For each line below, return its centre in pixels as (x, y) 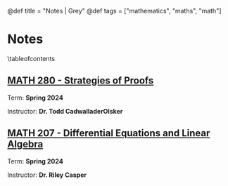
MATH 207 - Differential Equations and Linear (109, 133)
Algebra (25, 144)
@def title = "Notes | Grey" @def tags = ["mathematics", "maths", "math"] (114, 11)
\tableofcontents (31, 58)
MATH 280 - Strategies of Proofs (81, 81)
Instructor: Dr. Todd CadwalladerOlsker (65, 111)
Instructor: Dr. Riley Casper (47, 175)
